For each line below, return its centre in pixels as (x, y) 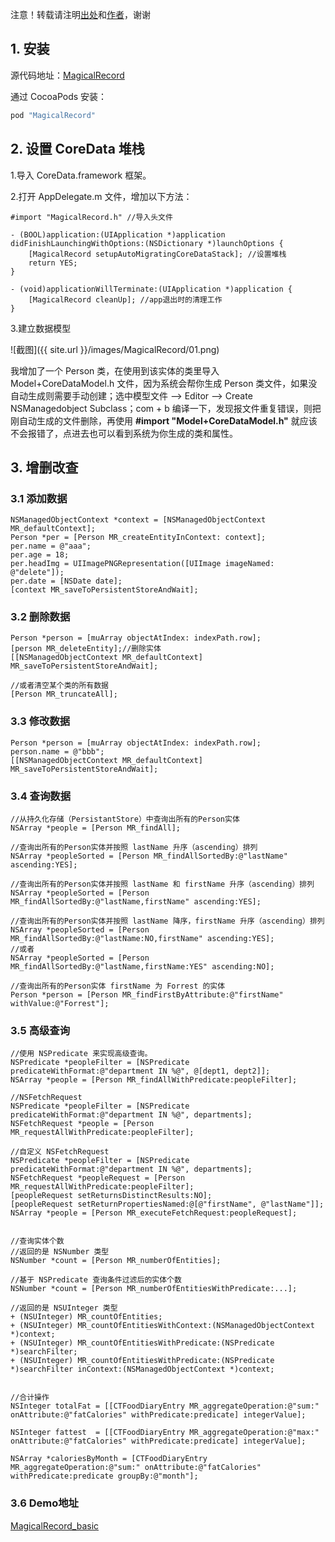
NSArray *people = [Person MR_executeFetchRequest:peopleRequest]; (154, 1213)
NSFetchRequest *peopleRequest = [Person (98, 1178)
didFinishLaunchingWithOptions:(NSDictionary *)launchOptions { (147, 243)
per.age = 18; (40, 555)
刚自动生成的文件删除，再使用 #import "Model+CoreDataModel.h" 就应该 (164, 420)
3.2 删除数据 (40, 617)
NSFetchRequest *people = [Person (82, 1124)
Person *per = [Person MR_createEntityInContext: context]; (138, 538)
